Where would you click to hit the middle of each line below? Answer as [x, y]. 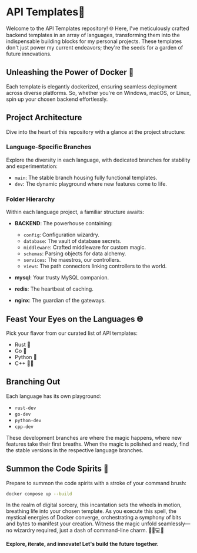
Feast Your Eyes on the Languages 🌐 [75, 319]
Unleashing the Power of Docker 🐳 [70, 72]
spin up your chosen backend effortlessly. [57, 99]
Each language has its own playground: [54, 396]
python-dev [28, 420]
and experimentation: [32, 166]
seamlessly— [174, 524]
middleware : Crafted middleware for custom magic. [85, 248]
